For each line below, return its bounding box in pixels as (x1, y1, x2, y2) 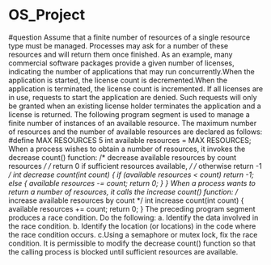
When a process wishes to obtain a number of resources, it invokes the (8, 144, 246, 154)
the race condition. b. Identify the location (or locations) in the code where (8, 221, 256, 231)
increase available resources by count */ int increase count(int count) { (8, 196, 244, 205)
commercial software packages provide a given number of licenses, (8, 58, 235, 68)
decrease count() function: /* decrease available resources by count (8, 152, 237, 162)
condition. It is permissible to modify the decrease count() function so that (8, 238, 256, 248)
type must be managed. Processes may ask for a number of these (8, 40, 229, 50)
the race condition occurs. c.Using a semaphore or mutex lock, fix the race (8, 229, 258, 239)
